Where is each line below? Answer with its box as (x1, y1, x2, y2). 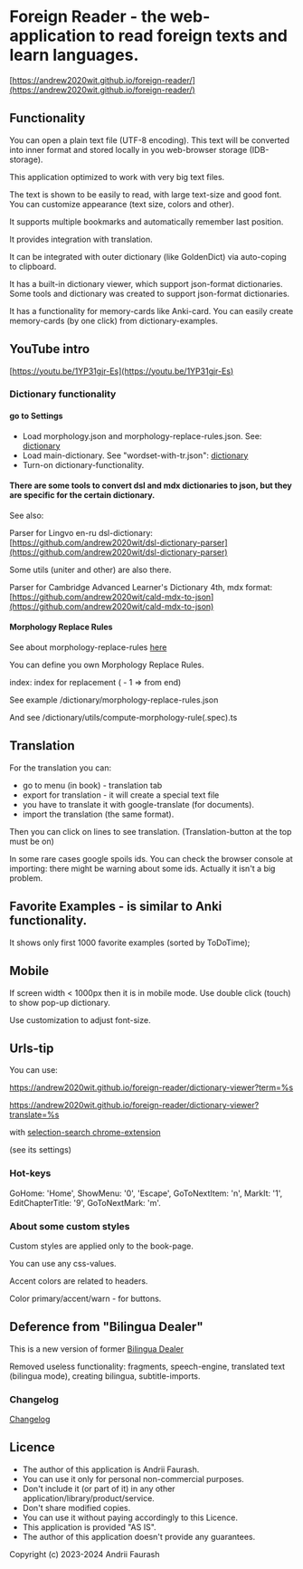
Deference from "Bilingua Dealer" (9, 1319, 204, 1335)
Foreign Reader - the (9, 6, 167, 27)
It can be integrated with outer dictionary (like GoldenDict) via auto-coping (9, 251, 287, 262)
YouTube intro (9, 341, 90, 357)
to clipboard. (9, 261, 57, 272)
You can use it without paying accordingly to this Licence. (22, 1512, 238, 1523)
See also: (9, 510, 44, 521)
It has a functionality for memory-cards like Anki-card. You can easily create (9, 305, 294, 316)
